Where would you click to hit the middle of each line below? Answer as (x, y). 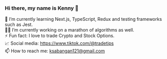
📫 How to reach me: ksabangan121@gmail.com (55, 51)
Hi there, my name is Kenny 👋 (42, 8)
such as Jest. (19, 24)
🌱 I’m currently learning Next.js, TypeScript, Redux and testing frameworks (83, 19)
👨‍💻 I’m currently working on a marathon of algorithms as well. (70, 30)
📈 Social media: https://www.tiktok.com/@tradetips (59, 43)
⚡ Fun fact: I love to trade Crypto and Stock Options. (60, 36)
